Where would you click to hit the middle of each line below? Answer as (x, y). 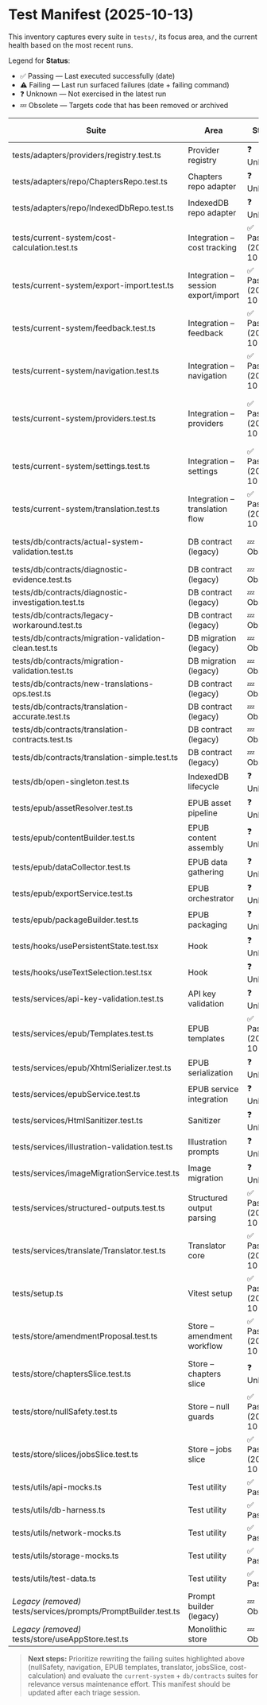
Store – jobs (210, 1449)
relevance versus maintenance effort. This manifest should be (129, 1684)
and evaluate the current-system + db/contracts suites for (163, 1676)
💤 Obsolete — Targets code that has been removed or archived (124, 105)
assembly (206, 847)
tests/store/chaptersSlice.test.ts (72, 1374)
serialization (211, 1073)
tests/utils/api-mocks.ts (57, 1486)
